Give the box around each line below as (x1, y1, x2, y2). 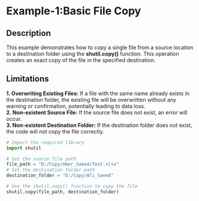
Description (6, 28, 51, 38)
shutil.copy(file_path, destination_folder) (6, 188, 119, 195)
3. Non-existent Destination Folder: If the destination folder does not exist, (6, 121, 193, 129)
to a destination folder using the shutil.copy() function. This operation (6, 50, 179, 57)
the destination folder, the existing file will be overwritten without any (6, 96, 177, 103)
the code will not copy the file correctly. (6, 127, 104, 135)
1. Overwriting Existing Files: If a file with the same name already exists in (6, 90, 190, 97)
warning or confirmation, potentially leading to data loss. (6, 102, 146, 109)
